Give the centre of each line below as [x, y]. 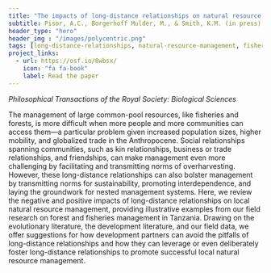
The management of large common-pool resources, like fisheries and [124, 115]
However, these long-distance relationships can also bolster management [131, 174]
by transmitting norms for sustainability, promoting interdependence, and [130, 183]
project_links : [34, 53]
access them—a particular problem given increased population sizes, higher [135, 132]
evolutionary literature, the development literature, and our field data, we [129, 226]
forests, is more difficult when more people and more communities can [126, 123]
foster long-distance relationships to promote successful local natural [124, 252]
